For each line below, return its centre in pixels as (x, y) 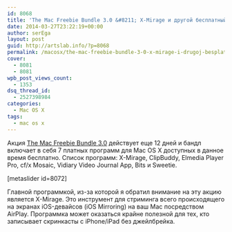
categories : (24, 104)
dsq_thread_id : (29, 91)
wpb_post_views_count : (40, 78)
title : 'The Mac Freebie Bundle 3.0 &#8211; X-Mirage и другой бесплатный (117, 20)
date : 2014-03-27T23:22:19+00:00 (55, 26)
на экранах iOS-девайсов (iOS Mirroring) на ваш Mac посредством (106, 206)
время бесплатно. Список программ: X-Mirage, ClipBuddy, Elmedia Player (116, 157)
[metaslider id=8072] (37, 178)
